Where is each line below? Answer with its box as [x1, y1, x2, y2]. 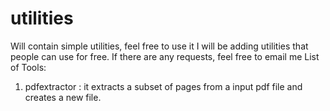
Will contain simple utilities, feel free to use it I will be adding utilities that [10, 40, 309, 52]
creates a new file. [24, 91, 102, 103]
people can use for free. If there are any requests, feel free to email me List [10, 50, 320, 62]
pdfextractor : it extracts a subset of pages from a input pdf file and [24, 80, 303, 92]
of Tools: [10, 61, 47, 73]
